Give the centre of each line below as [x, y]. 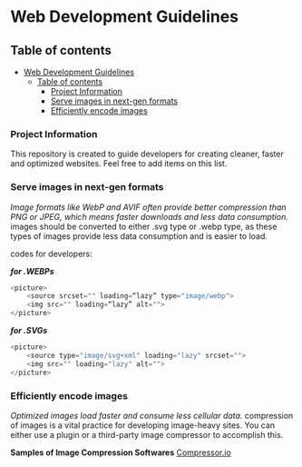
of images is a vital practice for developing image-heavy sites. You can [143, 425]
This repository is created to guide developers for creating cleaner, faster [147, 154]
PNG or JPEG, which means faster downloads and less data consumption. [149, 216]
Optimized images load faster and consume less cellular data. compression [152, 415]
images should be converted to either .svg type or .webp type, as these [144, 226]
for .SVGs [29, 331]
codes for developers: [52, 253]
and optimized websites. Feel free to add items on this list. [119, 164]
